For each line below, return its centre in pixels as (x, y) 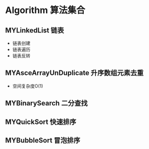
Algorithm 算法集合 (45, 10)
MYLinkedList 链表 (35, 30)
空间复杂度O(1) (28, 86)
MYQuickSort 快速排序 (41, 122)
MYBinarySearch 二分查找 (46, 103)
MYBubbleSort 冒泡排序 (43, 140)
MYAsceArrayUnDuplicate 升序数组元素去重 (74, 73)
